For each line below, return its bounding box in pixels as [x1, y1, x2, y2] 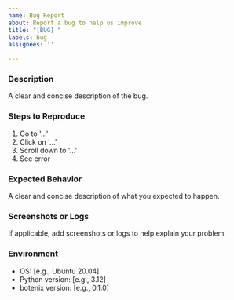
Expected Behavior [8, 174, 82, 185]
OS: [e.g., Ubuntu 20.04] [19, 266, 100, 276]
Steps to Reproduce [8, 111, 86, 122]
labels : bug [8, 33, 47, 42]
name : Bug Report [8, 11, 65, 20]
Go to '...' [19, 129, 49, 138]
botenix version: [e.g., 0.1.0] [19, 283, 110, 292]
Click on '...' [19, 137, 57, 146]
